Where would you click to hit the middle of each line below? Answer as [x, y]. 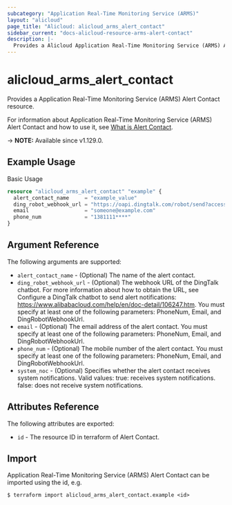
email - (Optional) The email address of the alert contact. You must [112, 326]
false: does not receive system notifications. [80, 385]
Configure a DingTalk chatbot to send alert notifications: [97, 297]
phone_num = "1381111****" [72, 217]
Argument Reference [53, 245]
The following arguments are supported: [65, 261]
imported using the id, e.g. [45, 483]
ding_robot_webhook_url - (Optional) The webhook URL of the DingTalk [118, 282]
